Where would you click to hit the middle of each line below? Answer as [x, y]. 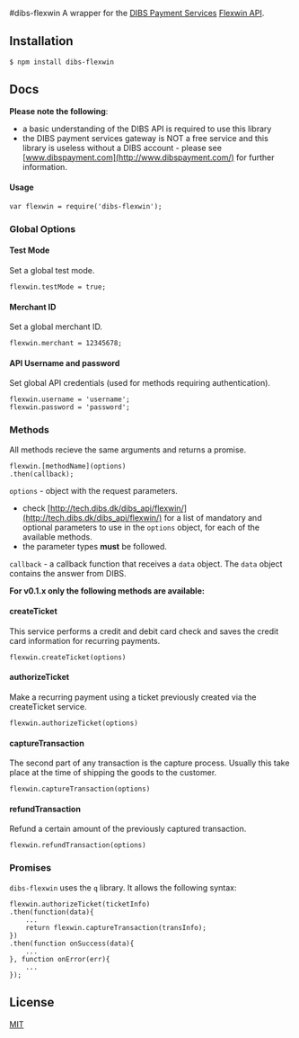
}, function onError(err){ [60, 959]
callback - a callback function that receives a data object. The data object [146, 564]
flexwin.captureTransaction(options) [80, 789]
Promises [31, 868]
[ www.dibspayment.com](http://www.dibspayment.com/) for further [148, 157]
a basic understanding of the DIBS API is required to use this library [147, 129]
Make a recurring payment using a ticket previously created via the [133, 697]
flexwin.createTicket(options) [68, 657]
